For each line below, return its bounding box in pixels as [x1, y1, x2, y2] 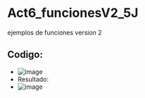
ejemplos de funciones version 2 [7, 28, 102, 37]
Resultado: [17, 75, 49, 83]
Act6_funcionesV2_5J [7, 5, 139, 21]
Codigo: [7, 49, 44, 61]
